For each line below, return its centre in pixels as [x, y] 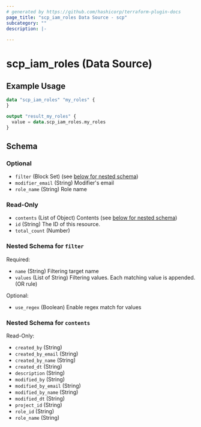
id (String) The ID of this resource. [58, 224]
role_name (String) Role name [51, 189]
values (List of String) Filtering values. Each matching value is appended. [105, 277]
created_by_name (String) [45, 360]
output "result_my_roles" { [41, 116]
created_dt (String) [38, 367]
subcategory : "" [26, 23]
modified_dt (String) [40, 399]
